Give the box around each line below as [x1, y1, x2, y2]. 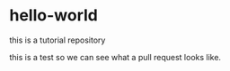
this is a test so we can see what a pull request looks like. [9, 51, 222, 62]
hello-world [9, 5, 99, 26]
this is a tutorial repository [9, 35, 106, 45]
